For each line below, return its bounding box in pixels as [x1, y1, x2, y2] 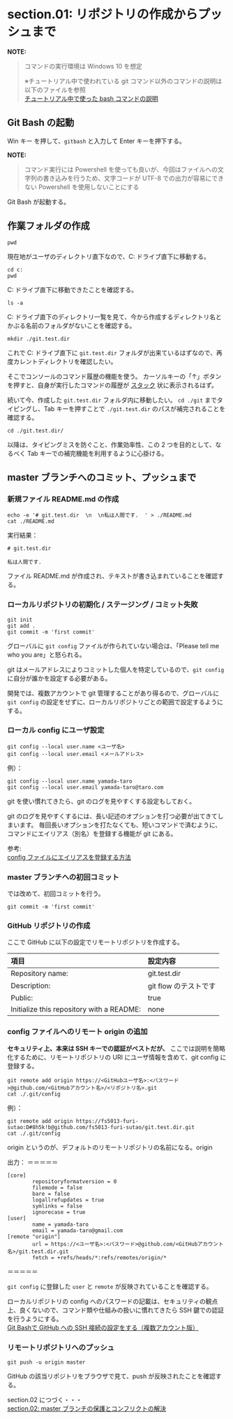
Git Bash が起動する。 [7, 197, 70, 206]
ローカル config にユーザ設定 [7, 725, 105, 735]
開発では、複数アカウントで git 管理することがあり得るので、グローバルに [7, 689, 220, 697]
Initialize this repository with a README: [10, 1005, 142, 1014]
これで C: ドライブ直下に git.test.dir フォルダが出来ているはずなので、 [7, 348, 216, 357]
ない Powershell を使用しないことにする [24, 183, 140, 191]
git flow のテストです [147, 981, 216, 991]
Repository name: [10, 969, 68, 979]
